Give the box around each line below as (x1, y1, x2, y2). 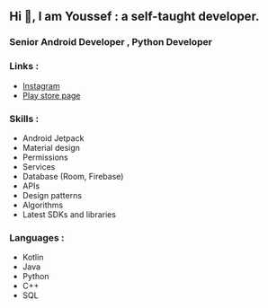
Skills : (9, 112, 40, 125)
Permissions (22, 152, 69, 163)
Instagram (22, 80, 60, 91)
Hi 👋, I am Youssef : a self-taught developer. (9, 9, 260, 24)
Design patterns (22, 189, 83, 200)
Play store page (22, 90, 81, 101)
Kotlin (22, 252, 44, 263)
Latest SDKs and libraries (22, 208, 117, 220)
